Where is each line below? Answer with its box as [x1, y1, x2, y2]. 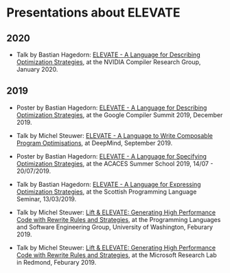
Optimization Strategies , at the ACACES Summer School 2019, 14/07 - [16, 159, 214, 168]
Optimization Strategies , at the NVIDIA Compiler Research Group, [16, 58, 201, 66]
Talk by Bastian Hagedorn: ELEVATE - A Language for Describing [16, 50, 200, 59]
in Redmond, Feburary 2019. [16, 258, 97, 266]
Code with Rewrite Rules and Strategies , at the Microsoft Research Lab [16, 250, 217, 259]
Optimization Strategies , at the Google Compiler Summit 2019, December [16, 110, 223, 119]
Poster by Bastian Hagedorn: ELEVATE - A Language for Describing [16, 103, 207, 112]
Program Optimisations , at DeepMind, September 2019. [16, 139, 173, 147]
